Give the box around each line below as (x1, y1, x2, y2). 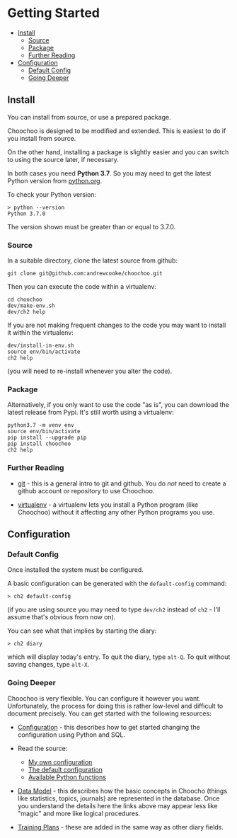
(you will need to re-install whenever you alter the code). (7, 367, 173, 376)
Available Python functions (28, 773, 106, 781)
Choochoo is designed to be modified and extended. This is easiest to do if (7, 126, 226, 135)
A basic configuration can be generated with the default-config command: (7, 579, 227, 588)
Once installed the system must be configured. (7, 566, 144, 574)
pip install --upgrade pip (7, 434, 87, 442)
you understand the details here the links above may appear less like (17, 801, 218, 810)
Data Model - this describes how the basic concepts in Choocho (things (17, 786, 228, 795)
